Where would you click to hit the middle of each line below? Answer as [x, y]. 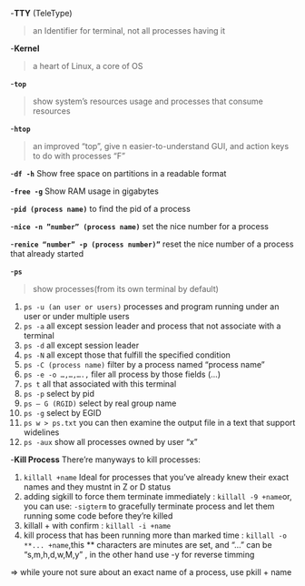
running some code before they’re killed [98, 516]
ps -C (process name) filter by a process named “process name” [144, 364]
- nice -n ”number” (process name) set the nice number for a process [139, 226]
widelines [41, 432]
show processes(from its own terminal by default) [125, 289]
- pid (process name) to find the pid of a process [101, 209]
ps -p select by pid [59, 394]
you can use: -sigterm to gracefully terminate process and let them [149, 506]
